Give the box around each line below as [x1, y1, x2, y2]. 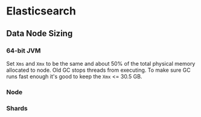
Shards [6, 104, 28, 112]
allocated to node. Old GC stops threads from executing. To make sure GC [6, 66, 191, 74]
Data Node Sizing [6, 28, 73, 39]
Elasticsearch [6, 4, 77, 18]
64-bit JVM [6, 46, 41, 55]
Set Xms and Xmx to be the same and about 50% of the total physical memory [6, 60, 196, 67]
